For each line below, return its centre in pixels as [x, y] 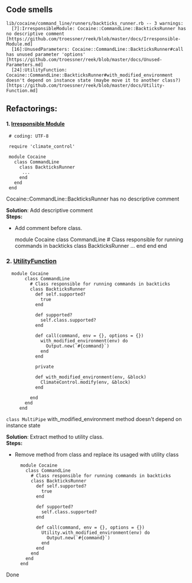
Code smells [30, 10]
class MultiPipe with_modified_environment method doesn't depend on [94, 419]
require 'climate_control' [42, 147]
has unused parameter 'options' [46, 54]
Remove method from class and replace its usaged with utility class [97, 454]
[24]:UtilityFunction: [39, 70]
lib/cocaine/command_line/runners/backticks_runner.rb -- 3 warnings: [95, 23]
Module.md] [19, 44]
